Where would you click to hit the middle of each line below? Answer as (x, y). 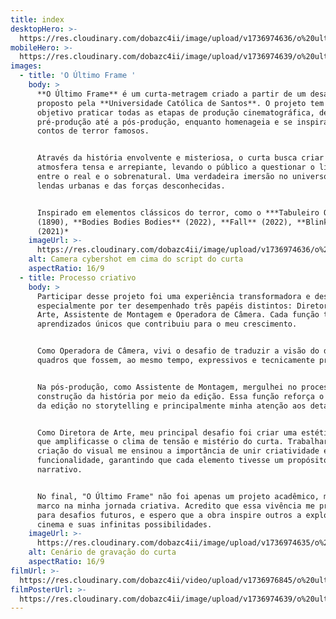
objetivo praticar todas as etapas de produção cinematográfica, (175, 112)
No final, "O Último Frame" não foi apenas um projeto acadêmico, (178, 496)
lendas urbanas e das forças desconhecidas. (131, 186)
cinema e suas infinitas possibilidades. (124, 524)
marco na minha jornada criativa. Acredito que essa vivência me (175, 506)
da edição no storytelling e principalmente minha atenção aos (171, 406)
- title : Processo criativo (78, 277)
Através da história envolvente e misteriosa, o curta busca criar (180, 158)
